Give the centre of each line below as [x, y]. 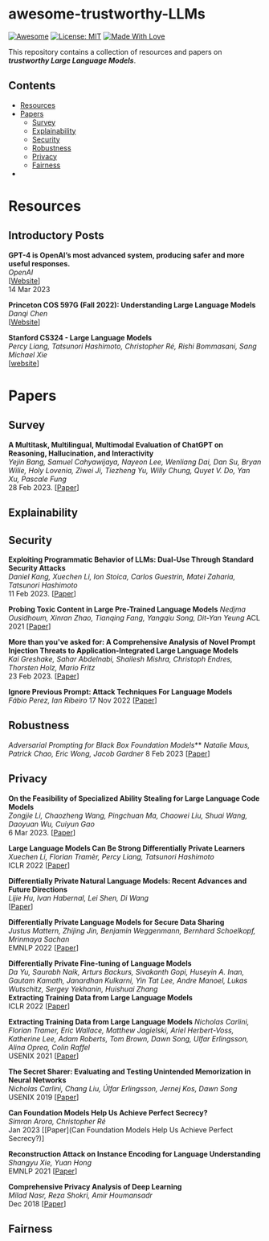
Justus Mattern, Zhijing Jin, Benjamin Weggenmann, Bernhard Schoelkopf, [132, 930]
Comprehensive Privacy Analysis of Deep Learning [95, 1186]
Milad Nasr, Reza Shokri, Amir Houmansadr [80, 1195]
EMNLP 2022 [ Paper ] [43, 947]
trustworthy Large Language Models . [72, 60]
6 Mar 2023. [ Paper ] [42, 832]
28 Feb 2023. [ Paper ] [44, 487]
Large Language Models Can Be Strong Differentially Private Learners [127, 848]
